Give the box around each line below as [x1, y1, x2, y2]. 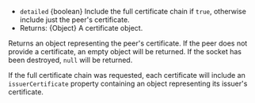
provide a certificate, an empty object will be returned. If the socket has [8, 47, 242, 56]
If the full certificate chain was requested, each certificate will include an [8, 71, 245, 79]
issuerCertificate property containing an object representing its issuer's [8, 79, 248, 88]
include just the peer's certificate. [19, 15, 130, 24]
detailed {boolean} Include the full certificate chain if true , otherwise [19, 7, 247, 16]
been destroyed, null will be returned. [8, 55, 133, 64]
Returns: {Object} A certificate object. [19, 24, 143, 32]
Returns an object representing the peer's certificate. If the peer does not [8, 39, 248, 48]
